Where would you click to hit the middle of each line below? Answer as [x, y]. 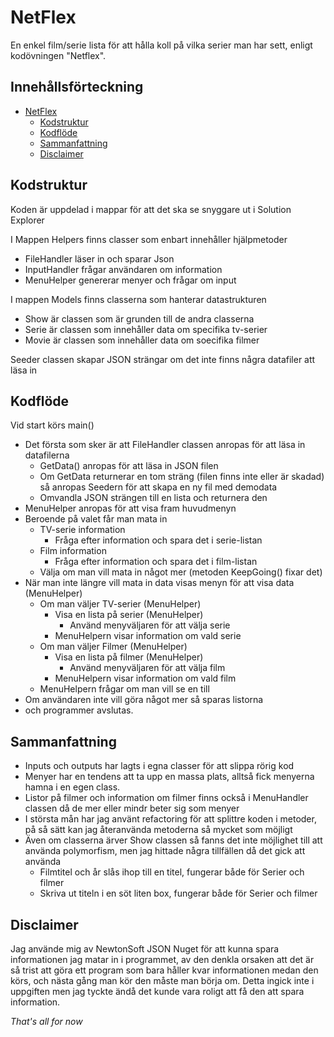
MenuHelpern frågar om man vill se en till [124, 689]
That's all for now [46, 1021]
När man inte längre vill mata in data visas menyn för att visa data [159, 583]
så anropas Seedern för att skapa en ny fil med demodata [158, 487]
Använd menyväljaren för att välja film [147, 668]
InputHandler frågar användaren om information [123, 269]
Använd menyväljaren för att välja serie [150, 625]
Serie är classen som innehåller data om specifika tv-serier [146, 329]
